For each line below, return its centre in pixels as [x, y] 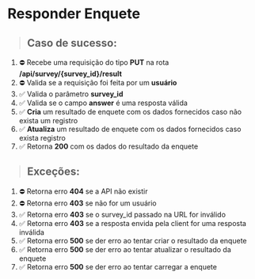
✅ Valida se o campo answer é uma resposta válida [103, 103]
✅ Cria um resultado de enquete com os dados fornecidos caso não [130, 112]
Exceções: [53, 172]
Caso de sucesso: [72, 43]
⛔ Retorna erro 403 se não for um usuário [88, 203]
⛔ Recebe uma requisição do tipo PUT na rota [94, 62]
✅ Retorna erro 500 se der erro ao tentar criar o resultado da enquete [133, 240]
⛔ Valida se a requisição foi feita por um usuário [98, 83]
